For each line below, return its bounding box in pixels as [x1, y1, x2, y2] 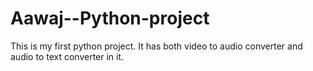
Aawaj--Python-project [10, 7, 210, 30]
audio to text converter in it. [10, 50, 125, 62]
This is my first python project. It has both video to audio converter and [10, 40, 303, 52]
